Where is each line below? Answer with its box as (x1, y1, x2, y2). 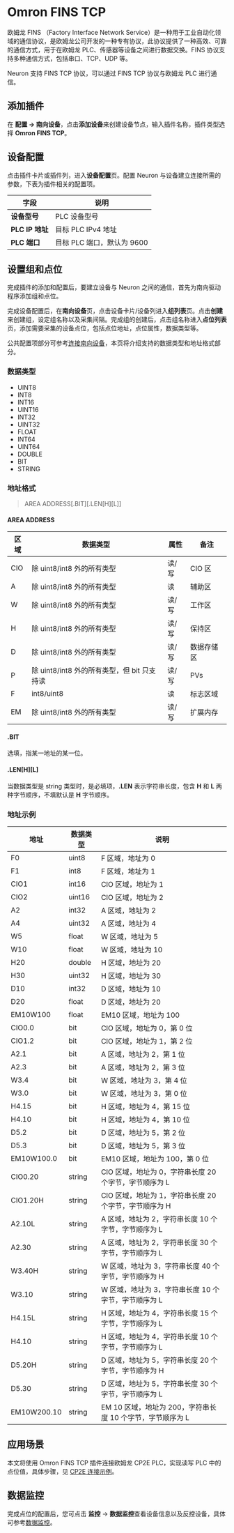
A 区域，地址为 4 (100, 918, 157, 928)
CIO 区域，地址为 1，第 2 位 (100, 1036, 193, 1046)
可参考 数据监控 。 (7, 1518, 56, 1527)
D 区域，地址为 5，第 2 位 (100, 1127, 186, 1137)
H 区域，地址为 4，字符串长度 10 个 (100, 1332, 218, 1341)
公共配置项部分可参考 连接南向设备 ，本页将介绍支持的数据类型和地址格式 (7, 339, 214, 347)
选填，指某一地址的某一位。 (7, 749, 87, 757)
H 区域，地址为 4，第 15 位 (100, 1101, 190, 1111)
